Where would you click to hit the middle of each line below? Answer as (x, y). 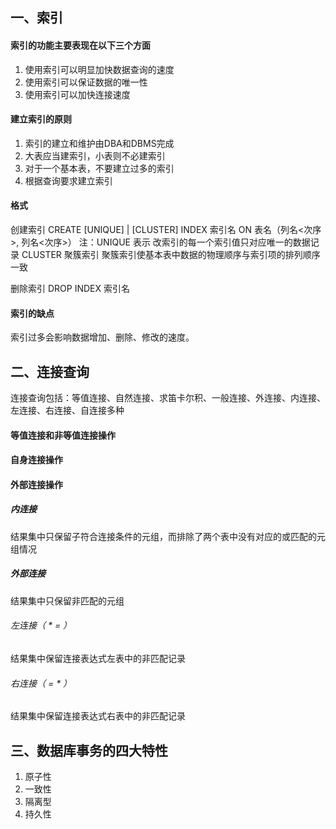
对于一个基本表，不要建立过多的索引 (99, 168)
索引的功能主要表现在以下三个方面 (80, 45)
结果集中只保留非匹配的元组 (67, 600)
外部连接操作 (36, 484)
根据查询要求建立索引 (68, 180)
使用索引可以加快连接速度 (77, 94)
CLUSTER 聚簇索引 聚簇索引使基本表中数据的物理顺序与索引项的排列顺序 (171, 254)
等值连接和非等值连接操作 (63, 435)
